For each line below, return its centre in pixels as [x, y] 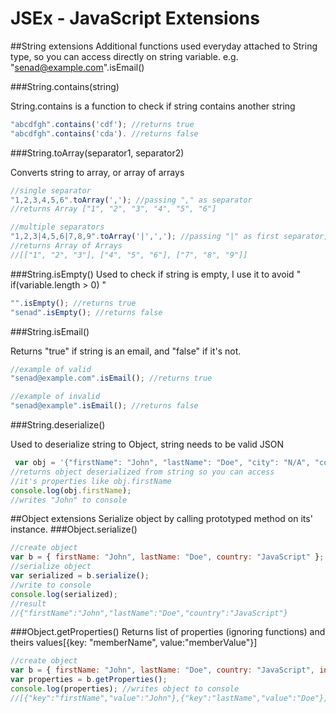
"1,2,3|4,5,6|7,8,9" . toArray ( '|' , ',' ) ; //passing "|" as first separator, [169, 237]
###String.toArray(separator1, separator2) [97, 153]
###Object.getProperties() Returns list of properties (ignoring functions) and [168, 632]
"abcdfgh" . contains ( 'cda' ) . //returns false [104, 133]
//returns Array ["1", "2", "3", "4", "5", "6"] [113, 209]
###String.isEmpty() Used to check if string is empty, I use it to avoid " [156, 274]
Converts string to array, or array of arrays [97, 172]
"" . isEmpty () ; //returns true [73, 303]
